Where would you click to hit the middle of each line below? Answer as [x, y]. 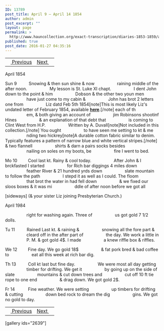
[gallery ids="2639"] [26, 323]
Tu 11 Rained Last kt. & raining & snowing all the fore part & [80, 229]
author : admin [20, 19]
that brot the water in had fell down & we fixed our [87, 181]
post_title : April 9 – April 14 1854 [43, 14]
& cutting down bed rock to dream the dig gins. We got [81, 294]
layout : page [18, 28]
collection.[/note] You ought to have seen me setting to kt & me [79, 130]
